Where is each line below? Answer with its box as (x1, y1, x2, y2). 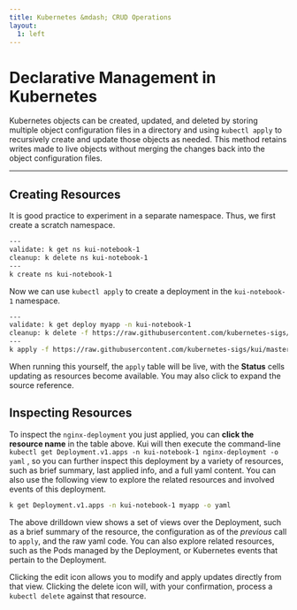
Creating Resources (9, 187, 121, 202)
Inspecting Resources (9, 406, 133, 421)
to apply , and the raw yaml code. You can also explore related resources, (9, 536, 275, 546)
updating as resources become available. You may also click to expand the (9, 370, 281, 381)
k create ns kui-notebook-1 (9, 270, 113, 278)
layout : (9, 21, 38, 30)
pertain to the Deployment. (9, 554, 107, 565)
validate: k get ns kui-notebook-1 (9, 245, 141, 254)
